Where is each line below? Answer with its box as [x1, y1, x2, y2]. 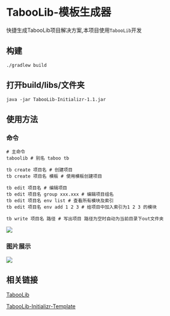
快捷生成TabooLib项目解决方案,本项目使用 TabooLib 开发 [6, 26, 142, 34]
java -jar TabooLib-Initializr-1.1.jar [6, 96, 106, 102]
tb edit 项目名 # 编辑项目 [6, 185, 67, 191]
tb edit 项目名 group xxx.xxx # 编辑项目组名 [6, 191, 114, 197]
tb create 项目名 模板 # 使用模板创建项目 [6, 173, 102, 179]
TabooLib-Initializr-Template [6, 303, 76, 310]
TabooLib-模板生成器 [6, 5, 112, 19]
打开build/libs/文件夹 [6, 80, 85, 90]
